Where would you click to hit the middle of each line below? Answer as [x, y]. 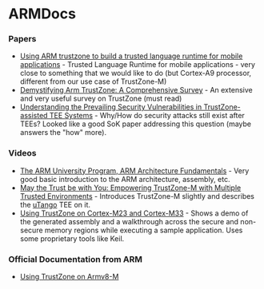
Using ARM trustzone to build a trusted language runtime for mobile [131, 56]
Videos [22, 153]
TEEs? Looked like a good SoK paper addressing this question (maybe [136, 124]
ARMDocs [42, 14]
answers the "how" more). [63, 133]
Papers [22, 39]
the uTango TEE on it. [55, 204]
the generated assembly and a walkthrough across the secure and [129, 221]
